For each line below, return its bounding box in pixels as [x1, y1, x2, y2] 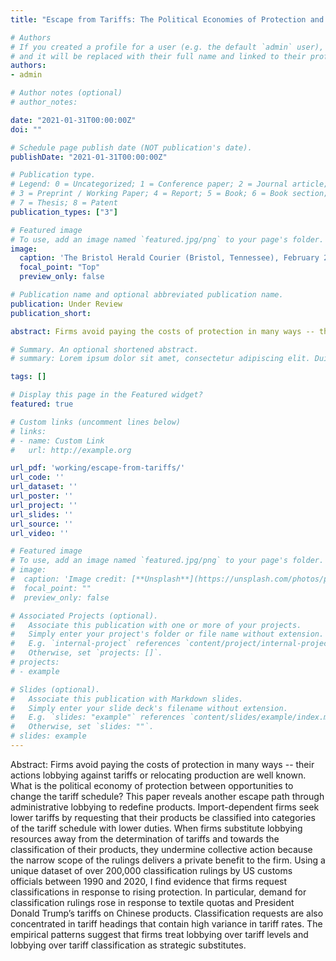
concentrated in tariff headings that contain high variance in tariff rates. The [10, 917, 323, 930]
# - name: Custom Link [10, 436, 105, 446]
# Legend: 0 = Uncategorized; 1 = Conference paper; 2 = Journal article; [10, 179, 329, 190]
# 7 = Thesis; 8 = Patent [10, 198, 118, 208]
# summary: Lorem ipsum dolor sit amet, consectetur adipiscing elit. [10, 354, 311, 364]
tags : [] [10, 372, 47, 382]
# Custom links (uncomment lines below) [10, 417, 182, 427]
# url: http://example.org [10, 445, 132, 455]
